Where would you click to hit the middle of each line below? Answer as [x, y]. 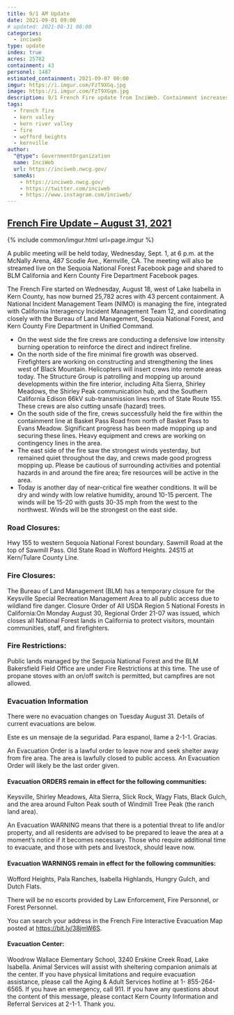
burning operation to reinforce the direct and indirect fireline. [104, 347]
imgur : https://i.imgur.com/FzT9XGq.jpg [67, 85]
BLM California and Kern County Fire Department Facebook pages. [103, 275]
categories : [24, 33]
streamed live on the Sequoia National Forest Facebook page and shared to [116, 268]
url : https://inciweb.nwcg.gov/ [61, 169]
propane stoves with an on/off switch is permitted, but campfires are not [111, 675]
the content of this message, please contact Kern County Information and [112, 996]
